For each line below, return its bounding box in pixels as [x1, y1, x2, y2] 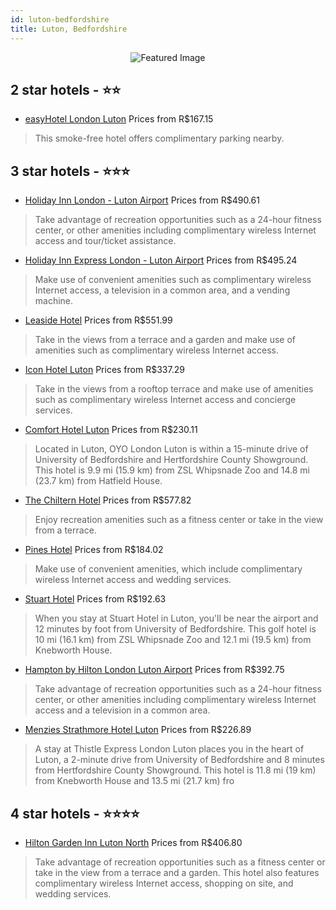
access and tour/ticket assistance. [34, 235, 177, 247]
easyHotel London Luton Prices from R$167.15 [24, 113, 214, 125]
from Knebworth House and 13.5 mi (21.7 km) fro [34, 775, 235, 787]
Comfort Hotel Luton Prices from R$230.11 [24, 424, 198, 436]
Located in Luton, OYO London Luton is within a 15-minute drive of [34, 443, 309, 455]
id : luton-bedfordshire [10, 14, 110, 25]
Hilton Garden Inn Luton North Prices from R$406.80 [24, 836, 243, 848]
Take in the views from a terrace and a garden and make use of [34, 334, 297, 346]
